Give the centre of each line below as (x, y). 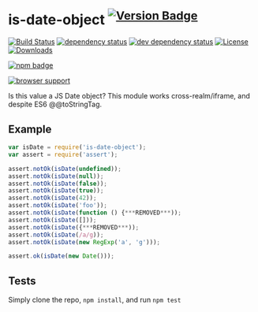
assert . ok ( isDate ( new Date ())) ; (61, 256)
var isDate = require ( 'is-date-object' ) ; (77, 147)
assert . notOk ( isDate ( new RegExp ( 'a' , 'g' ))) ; (84, 242)
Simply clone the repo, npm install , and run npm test (95, 300)
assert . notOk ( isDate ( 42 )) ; (52, 198)
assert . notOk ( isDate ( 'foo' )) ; (58, 206)
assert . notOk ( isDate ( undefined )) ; (65, 169)
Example (30, 129)
